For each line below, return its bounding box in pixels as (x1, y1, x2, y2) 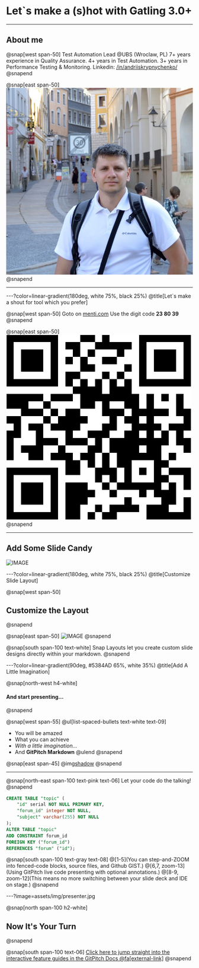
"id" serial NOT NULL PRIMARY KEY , (17, 801, 105, 807)
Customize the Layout (6, 605, 89, 615)
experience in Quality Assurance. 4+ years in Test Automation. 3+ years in (6, 57, 188, 64)
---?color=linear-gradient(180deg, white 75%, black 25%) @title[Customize (6, 570, 191, 577)
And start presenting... (6, 693, 64, 700)
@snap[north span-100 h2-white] (6, 904, 88, 911)
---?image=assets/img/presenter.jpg (6, 893, 96, 900)
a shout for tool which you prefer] (6, 298, 88, 306)
